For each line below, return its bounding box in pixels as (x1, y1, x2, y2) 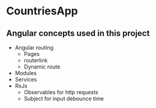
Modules (14, 70, 37, 76)
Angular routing (14, 44, 54, 51)
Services (14, 76, 37, 83)
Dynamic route (23, 63, 61, 70)
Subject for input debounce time (23, 95, 104, 102)
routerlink (23, 57, 48, 64)
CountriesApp (6, 4, 78, 18)
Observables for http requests (23, 89, 98, 95)
